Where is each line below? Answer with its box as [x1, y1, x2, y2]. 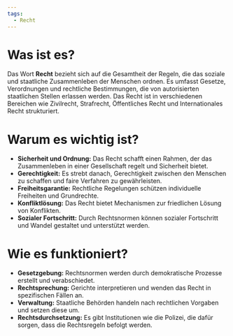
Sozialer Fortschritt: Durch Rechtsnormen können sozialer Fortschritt [17, 214, 218, 222]
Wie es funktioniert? [7, 246, 128, 262]
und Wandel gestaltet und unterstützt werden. [17, 221, 150, 230]
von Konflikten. [17, 207, 62, 215]
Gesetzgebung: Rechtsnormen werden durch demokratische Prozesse [17, 269, 223, 277]
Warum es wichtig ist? [7, 131, 139, 147]
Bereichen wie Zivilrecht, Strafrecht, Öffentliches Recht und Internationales [7, 99, 223, 108]
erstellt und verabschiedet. [17, 277, 95, 285]
